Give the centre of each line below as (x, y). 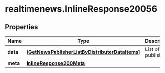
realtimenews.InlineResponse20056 (81, 9)
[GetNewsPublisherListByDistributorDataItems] (83, 52)
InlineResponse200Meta (56, 63)
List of (152, 49)
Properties (22, 27)
